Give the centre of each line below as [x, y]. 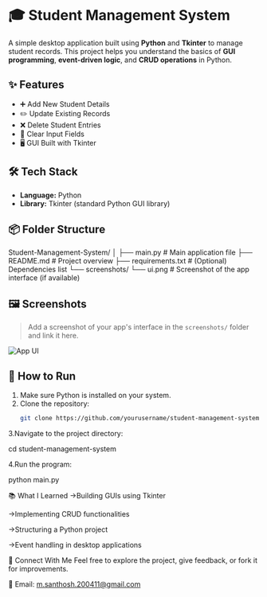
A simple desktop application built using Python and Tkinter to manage [126, 43]
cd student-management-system [63, 449]
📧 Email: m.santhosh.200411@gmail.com [75, 584]
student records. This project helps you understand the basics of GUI [122, 51]
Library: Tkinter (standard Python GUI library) [95, 203]
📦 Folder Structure [57, 229]
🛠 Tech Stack [43, 172]
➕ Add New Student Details [65, 103]
